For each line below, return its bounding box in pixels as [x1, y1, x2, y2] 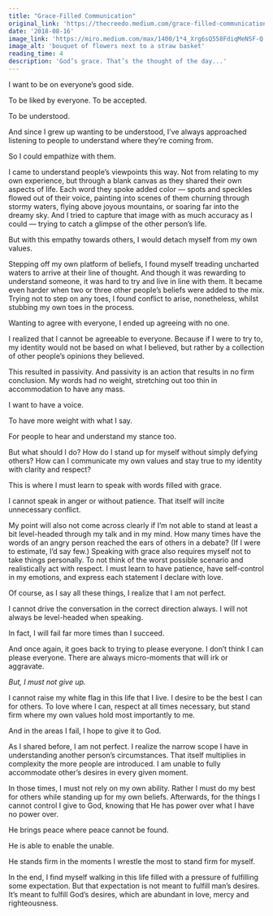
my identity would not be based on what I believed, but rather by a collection [8, 342, 265, 352]
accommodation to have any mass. [8, 384, 126, 394]
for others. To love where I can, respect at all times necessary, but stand [8, 701, 250, 711]
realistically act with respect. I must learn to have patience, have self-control [8, 563, 264, 574]
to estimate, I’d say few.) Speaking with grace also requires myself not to [8, 546, 252, 556]
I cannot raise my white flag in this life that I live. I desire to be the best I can [8, 692, 262, 702]
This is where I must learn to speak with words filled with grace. [8, 480, 222, 490]
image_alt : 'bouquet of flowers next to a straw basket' [8, 42, 206, 50]
